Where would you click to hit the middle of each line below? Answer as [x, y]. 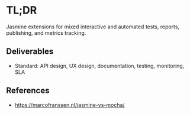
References [28, 91]
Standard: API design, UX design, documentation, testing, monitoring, [99, 66]
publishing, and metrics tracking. [46, 32]
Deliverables [30, 52]
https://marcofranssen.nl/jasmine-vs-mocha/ [70, 105]
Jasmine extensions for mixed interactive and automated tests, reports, [93, 27]
